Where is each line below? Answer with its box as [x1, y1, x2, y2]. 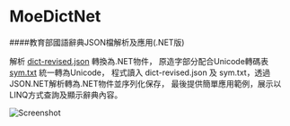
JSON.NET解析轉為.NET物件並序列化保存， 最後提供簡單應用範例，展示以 [9, 78, 282, 88]
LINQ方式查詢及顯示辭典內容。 [9, 89, 123, 100]
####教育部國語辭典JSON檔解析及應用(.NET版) [9, 37, 185, 47]
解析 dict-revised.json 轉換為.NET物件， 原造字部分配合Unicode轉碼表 [9, 55, 269, 66]
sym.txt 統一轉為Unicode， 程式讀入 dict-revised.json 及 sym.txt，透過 [9, 67, 271, 78]
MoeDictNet [9, 6, 101, 27]
